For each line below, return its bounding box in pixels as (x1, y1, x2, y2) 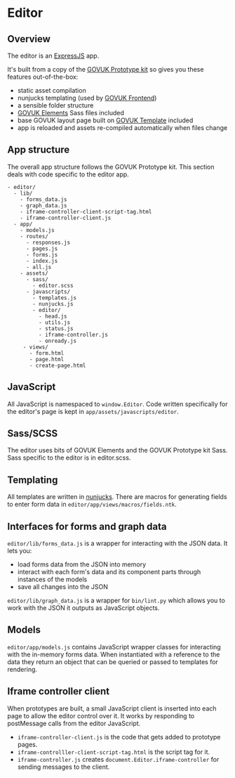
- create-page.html (29, 362, 86, 369)
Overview (7, 33, 51, 45)
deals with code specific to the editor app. (7, 170, 130, 179)
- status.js (38, 325, 74, 332)
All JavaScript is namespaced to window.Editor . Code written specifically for (7, 399, 228, 408)
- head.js (38, 313, 68, 320)
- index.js (25, 257, 58, 264)
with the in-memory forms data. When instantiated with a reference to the (7, 650, 220, 659)
